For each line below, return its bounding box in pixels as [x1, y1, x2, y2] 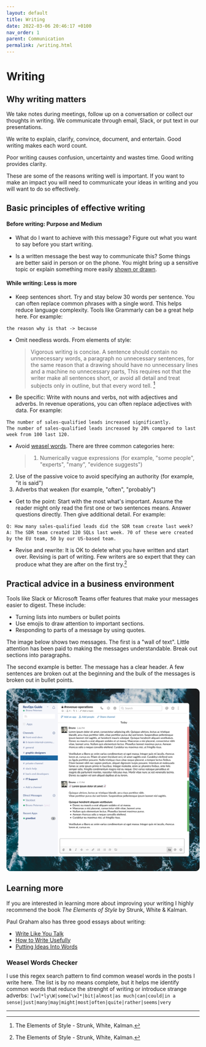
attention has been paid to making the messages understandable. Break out [6, 644, 198, 652]
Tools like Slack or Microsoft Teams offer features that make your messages [6, 595, 199, 602]
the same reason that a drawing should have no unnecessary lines [30, 361, 198, 368]
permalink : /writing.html [6, 42, 72, 49]
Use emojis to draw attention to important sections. [15, 620, 145, 627]
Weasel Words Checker [6, 958, 78, 966]
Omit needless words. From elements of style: [15, 336, 132, 344]
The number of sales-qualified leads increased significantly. [6, 419, 172, 425]
